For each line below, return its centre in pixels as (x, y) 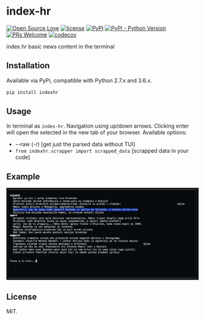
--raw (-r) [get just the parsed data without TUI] (75, 144)
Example (23, 176)
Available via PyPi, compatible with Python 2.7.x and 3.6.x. (79, 80)
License (22, 296)
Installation (28, 66)
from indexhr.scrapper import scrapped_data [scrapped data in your (102, 151)
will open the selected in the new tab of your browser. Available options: (97, 133)
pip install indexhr (33, 92)
